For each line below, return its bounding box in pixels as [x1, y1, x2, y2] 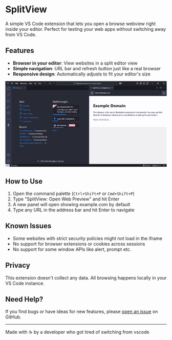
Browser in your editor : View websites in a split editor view [12, 60, 138, 66]
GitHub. [5, 314, 21, 320]
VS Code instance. [5, 280, 45, 286]
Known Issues [5, 222, 52, 230]
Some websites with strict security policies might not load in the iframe [12, 235, 163, 242]
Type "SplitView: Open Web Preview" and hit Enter [12, 196, 119, 202]
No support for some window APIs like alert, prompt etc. [12, 246, 132, 252]
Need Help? [5, 295, 44, 304]
